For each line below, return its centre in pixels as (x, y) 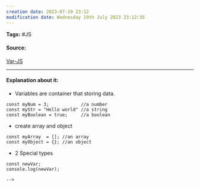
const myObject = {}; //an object (49, 142)
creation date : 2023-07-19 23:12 (48, 12)
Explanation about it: (32, 80)
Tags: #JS (19, 34)
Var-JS (15, 61)
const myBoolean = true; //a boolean (58, 115)
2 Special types (34, 153)
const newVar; (24, 164)
